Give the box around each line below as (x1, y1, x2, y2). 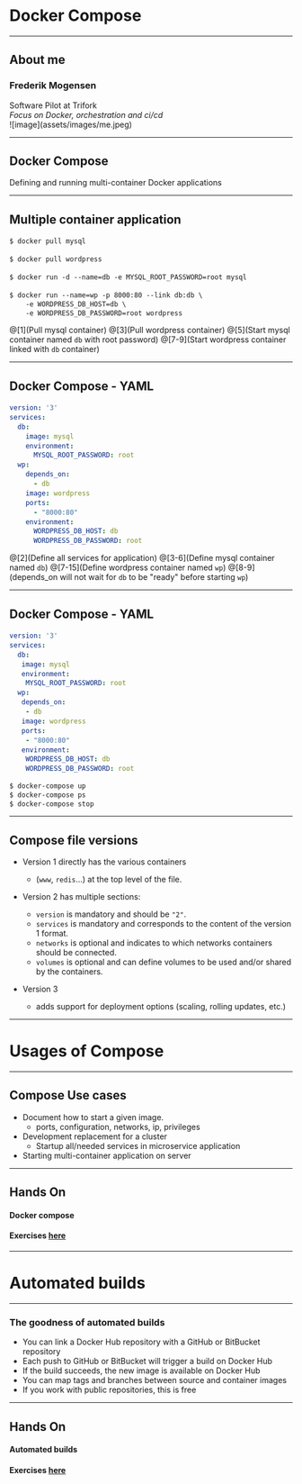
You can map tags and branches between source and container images (22, 1375, 288, 1386)
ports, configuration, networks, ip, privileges (35, 1121, 200, 1132)
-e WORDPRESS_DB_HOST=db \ (25, 300, 127, 309)
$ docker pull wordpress (9, 255, 102, 264)
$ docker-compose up (9, 782, 87, 791)
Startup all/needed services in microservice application (35, 1140, 241, 1151)
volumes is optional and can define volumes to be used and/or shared (35, 956, 292, 967)
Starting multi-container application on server (22, 1150, 191, 1161)
